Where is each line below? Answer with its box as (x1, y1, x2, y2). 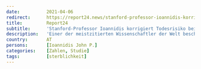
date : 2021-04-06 (6, 8, 74, 15)
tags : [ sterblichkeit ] (6, 53, 87, 59)
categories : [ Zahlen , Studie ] (6, 48, 90, 54)
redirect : (6, 14, 31, 20)
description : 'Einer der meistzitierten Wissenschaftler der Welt (6, 31, 181, 37)
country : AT (6, 37, 52, 43)
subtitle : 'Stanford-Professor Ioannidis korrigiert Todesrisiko (6, 25, 186, 32)
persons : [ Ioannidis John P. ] (6, 43, 98, 49)
